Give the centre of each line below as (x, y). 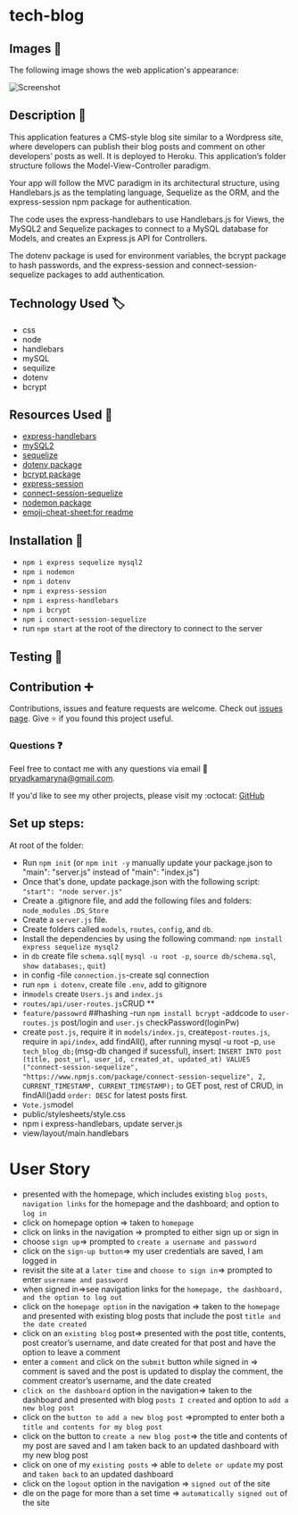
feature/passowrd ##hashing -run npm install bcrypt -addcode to (145, 1012)
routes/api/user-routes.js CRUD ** (88, 1003)
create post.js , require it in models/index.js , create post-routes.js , (146, 1032)
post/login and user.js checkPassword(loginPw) (150, 1022)
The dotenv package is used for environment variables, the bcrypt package (148, 255)
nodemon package (57, 503)
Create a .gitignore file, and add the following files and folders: (137, 901)
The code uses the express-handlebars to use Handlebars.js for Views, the (147, 219)
